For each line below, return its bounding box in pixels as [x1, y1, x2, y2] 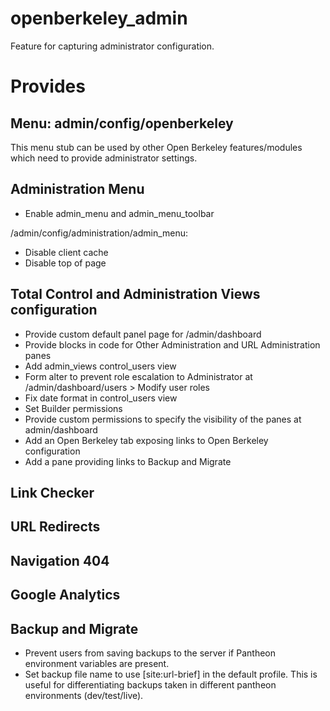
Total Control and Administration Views [10, 286, 261, 303]
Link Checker [10, 484, 95, 501]
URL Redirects [10, 518, 101, 536]
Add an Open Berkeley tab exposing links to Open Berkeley [24, 434, 269, 446]
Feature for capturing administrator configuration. [10, 40, 215, 52]
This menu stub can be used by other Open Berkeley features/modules [10, 141, 303, 153]
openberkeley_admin [10, 7, 188, 30]
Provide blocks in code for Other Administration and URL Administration [24, 338, 321, 351]
